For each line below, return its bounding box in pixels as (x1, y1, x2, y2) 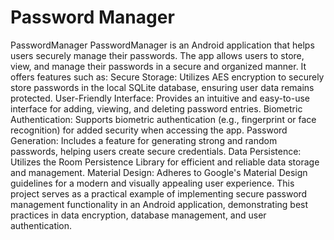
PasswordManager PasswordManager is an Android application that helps (10, 39, 315, 51)
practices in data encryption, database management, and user (10, 209, 267, 221)
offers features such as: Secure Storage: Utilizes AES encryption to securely (10, 71, 325, 83)
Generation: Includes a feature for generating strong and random (10, 134, 278, 146)
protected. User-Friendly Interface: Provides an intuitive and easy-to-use (10, 92, 311, 104)
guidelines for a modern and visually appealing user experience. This (10, 177, 295, 189)
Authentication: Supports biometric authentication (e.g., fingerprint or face (10, 113, 317, 125)
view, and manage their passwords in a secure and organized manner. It (10, 60, 307, 72)
